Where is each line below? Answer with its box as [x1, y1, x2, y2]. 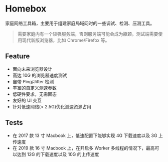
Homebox [5, 3, 47, 15]
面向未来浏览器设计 [12, 66, 53, 72]
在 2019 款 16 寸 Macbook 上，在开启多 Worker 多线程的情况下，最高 [12, 145, 155, 151]
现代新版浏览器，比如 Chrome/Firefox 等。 [22, 37, 110, 43]
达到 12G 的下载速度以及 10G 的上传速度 [17, 151, 99, 157]
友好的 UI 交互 [12, 97, 42, 103]
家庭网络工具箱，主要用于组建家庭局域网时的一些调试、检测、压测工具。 [5, 20, 154, 26]
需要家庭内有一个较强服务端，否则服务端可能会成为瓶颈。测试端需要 [17, 31, 158, 37]
